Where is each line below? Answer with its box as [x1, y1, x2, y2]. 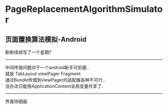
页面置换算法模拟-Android [5, 35, 86, 43]
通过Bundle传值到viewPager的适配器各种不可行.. [5, 77, 105, 83]
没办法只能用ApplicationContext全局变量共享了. [5, 83, 103, 89]
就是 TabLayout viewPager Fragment [5, 71, 81, 77]
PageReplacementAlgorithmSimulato [5, 3, 163, 15]
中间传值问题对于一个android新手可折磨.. [5, 65, 89, 70]
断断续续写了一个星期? [5, 49, 51, 55]
